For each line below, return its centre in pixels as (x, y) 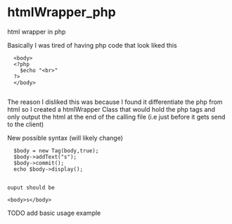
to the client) (26, 124)
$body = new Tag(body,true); (56, 151)
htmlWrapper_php (62, 12)
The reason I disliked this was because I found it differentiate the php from (115, 102)
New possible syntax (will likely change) (65, 138)
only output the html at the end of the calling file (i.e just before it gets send (116, 117)
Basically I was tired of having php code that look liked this (92, 45)
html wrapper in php (37, 32)
